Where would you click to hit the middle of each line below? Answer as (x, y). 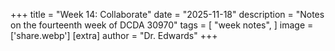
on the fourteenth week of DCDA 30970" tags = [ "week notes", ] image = (162, 25)
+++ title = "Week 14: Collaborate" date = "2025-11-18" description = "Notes (167, 14)
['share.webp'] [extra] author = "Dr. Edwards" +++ (114, 35)
